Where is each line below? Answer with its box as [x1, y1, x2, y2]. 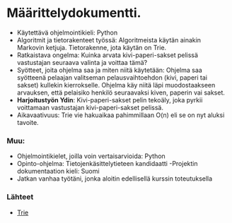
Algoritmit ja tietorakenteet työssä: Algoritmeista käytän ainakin [16, 35, 202, 44]
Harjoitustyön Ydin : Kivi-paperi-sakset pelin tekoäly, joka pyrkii [16, 95, 203, 104]
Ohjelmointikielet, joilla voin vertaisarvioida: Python [16, 152, 166, 160]
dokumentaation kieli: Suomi [16, 167, 100, 176]
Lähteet [6, 192, 34, 202]
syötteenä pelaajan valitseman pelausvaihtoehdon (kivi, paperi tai [16, 73, 208, 82]
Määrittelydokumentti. [6, 5, 141, 21]
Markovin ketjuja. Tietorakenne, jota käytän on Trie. [16, 43, 167, 52]
